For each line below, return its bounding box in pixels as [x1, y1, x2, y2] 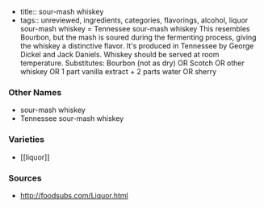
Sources [8, 173, 42, 184]
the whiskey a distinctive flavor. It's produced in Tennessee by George [19, 41, 254, 51]
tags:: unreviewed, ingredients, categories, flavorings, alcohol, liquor [19, 15, 249, 25]
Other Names [8, 86, 62, 98]
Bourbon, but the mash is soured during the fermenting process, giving [19, 32, 257, 42]
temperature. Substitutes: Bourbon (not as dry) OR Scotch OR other [19, 58, 245, 68]
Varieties [8, 134, 44, 145]
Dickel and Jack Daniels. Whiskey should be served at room [19, 50, 220, 59]
